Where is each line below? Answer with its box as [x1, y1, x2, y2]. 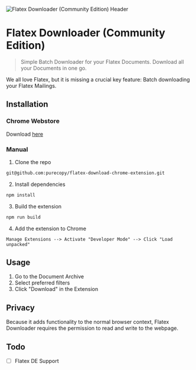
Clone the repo [14, 158, 51, 165]
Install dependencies [14, 181, 66, 188]
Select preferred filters [14, 279, 70, 286]
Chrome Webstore [6, 117, 60, 125]
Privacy [6, 303, 35, 313]
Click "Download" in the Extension [14, 286, 99, 293]
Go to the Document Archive [14, 273, 84, 280]
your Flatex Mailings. [6, 82, 57, 89]
